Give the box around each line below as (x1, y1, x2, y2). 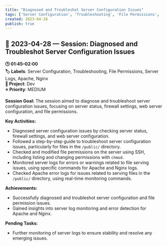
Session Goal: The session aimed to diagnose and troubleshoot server (5, 98, 151, 104)
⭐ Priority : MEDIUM (5, 87, 46, 93)
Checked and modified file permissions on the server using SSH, (12, 149, 146, 155)
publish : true (5, 21, 35, 26)
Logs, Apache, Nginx (5, 76, 48, 82)
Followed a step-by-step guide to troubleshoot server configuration (12, 138, 151, 144)
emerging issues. (12, 235, 48, 242)
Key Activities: (5, 118, 36, 124)
